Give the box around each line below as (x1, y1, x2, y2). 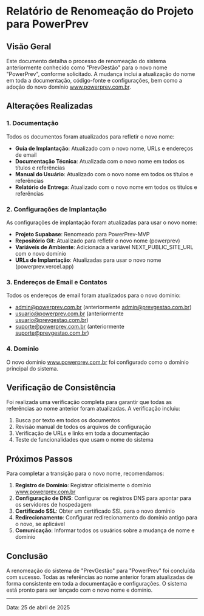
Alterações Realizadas (6, 101, 93, 111)
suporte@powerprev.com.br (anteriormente (15, 323, 124, 330)
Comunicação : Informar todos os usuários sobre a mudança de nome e (15, 527, 195, 534)
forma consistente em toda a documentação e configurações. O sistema (6, 580, 187, 587)
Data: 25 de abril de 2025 (6, 604, 70, 611)
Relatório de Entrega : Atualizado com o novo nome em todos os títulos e (15, 183, 197, 191)
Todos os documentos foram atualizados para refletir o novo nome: (6, 132, 175, 140)
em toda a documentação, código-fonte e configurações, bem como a (6, 77, 182, 84)
